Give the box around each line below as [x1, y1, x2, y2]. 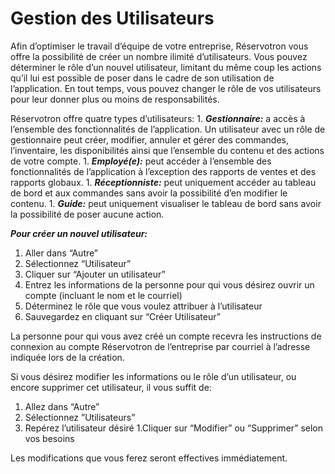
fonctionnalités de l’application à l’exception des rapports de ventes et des [10, 165, 317, 177]
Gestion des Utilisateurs [10, 7, 215, 30]
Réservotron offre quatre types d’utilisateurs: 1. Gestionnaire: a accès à [10, 112, 306, 124]
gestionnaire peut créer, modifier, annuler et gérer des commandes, [10, 133, 289, 146]
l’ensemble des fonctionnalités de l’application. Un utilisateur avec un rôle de [10, 123, 326, 135]
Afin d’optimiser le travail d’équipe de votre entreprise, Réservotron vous [10, 40, 309, 52]
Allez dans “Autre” [24, 400, 100, 412]
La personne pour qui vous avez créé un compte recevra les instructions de [10, 330, 322, 342]
